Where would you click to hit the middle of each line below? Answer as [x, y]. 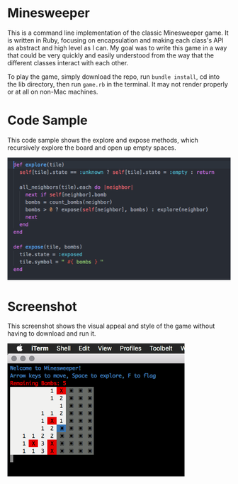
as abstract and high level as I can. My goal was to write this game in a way [117, 48]
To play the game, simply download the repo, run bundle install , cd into [114, 77]
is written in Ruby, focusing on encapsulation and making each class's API [115, 40]
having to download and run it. [52, 334]
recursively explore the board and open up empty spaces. [92, 148]
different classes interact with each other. [68, 62]
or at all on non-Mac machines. [53, 92]
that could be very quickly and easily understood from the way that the [111, 55]
